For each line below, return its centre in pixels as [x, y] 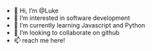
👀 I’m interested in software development [72, 18]
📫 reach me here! [39, 40]
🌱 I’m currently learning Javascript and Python [79, 25]
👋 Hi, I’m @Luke [36, 11]
